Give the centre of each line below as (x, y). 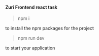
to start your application (30, 48)
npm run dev (31, 38)
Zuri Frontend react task (31, 7)
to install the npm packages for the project (49, 29)
